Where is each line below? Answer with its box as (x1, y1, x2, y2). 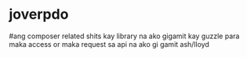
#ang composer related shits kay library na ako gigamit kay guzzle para (9, 31, 240, 41)
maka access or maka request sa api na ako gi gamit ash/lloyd (9, 39, 210, 48)
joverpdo (9, 5, 69, 23)
